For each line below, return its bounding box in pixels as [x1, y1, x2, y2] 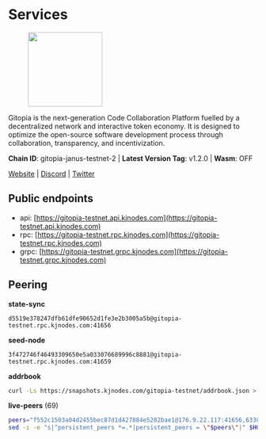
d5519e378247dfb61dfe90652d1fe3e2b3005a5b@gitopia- [8, 315, 182, 323]
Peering [8, 278, 48, 292]
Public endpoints [8, 192, 93, 205]
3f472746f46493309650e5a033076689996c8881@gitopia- [8, 350, 182, 358]
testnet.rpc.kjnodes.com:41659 [8, 357, 112, 365]
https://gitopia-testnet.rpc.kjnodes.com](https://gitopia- [36, 230, 220, 239]
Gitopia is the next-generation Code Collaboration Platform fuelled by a [8, 113, 240, 122]
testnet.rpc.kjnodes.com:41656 [8, 321, 112, 330]
